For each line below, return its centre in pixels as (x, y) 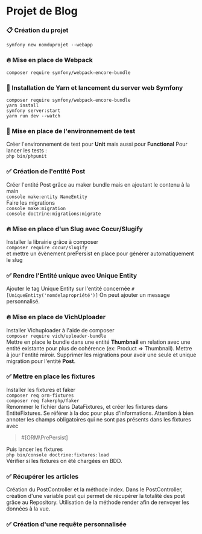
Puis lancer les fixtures (35, 449)
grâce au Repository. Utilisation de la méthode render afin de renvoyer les (98, 502)
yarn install (23, 106)
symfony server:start (33, 111)
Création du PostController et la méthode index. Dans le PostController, (94, 489)
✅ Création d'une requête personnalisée (66, 524)
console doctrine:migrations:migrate (54, 214)
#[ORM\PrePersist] (44, 437)
